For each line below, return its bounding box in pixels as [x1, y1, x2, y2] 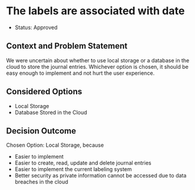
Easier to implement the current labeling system [14, 166, 132, 173]
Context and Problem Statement [6, 41, 128, 51]
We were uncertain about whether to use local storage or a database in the [6, 56, 190, 64]
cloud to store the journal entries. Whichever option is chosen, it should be [6, 63, 189, 70]
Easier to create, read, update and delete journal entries [14, 159, 152, 167]
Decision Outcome [6, 126, 76, 136]
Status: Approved [14, 24, 58, 31]
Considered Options [6, 87, 82, 97]
